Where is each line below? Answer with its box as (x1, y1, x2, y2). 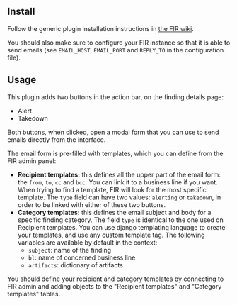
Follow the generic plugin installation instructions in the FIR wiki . (7, 24, 195, 33)
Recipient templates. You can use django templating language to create (17, 223, 226, 231)
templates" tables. (7, 289, 61, 298)
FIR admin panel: (7, 156, 57, 165)
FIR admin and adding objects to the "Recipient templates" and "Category (7, 282, 222, 290)
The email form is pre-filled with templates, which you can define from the (7, 149, 224, 157)
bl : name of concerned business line (28, 253, 136, 262)
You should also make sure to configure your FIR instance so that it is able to (7, 38, 231, 47)
